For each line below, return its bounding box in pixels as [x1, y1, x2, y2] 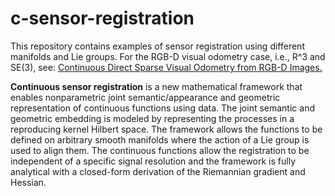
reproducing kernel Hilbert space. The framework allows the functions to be [10, 123, 323, 135]
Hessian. [10, 176, 47, 188]
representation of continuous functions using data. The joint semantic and [10, 102, 315, 114]
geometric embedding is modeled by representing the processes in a [10, 112, 295, 124]
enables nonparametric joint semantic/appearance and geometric [10, 91, 281, 103]
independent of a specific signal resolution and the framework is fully [10, 155, 297, 167]
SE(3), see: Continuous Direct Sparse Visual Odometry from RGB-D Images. [10, 61, 323, 73]
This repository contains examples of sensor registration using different [10, 40, 305, 52]
